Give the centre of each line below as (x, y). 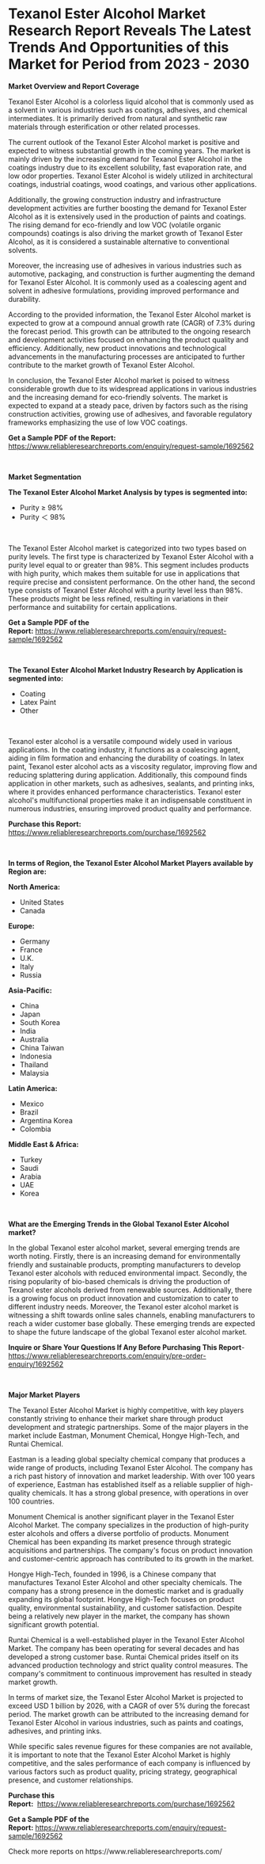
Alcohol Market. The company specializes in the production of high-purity (129, 1525)
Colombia (35, 1129)
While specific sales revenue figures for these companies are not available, (131, 1746)
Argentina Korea (46, 1120)
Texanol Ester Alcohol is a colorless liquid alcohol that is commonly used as (131, 101)
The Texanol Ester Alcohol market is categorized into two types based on (127, 548)
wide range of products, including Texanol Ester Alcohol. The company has (131, 1467)
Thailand (34, 1064)
